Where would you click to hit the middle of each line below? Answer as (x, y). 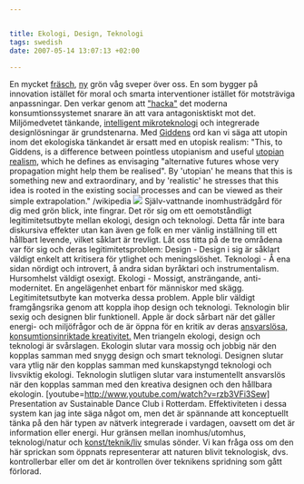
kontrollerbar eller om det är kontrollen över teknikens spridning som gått (146, 462)
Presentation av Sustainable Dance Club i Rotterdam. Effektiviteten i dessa (148, 404)
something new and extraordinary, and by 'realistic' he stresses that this (144, 181)
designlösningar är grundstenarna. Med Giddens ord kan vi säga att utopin (148, 133)
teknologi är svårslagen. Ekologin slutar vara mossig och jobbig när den (143, 346)
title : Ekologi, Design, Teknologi (77, 34)
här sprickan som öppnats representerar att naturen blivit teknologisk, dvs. (149, 452)
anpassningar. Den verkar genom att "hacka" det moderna (119, 104)
